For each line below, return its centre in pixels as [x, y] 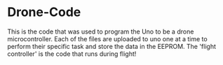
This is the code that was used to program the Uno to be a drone [101, 31]
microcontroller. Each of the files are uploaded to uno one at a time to [108, 38]
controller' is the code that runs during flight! [72, 54]
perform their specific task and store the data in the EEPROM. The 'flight [111, 46]
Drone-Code [44, 12]
